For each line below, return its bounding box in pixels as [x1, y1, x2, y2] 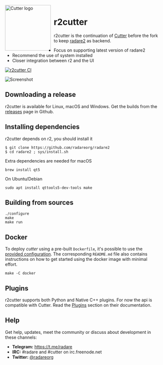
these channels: [5, 334, 37, 340]
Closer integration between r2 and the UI [12, 57, 94, 63]
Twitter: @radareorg [12, 354, 54, 360]
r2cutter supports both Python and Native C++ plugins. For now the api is [5, 297, 152, 303]
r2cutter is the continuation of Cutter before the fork [54, 33, 158, 38]
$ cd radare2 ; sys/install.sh [5, 149, 69, 154]
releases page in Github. [5, 109, 54, 114]
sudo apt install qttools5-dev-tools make [5, 185, 92, 190]
